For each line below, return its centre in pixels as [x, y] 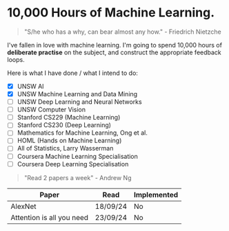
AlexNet [23, 206]
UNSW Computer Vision [51, 110]
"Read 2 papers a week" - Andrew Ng [78, 177]
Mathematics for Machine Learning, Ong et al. [82, 133]
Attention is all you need [49, 217]
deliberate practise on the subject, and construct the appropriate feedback [114, 52]
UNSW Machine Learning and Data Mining [77, 94]
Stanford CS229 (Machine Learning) [69, 118]
